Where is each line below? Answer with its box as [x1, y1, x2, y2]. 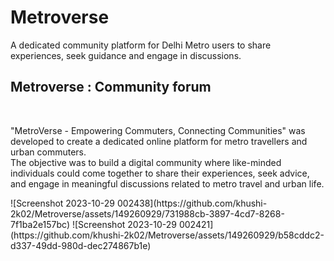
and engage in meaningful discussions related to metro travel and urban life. [10, 177, 325, 190]
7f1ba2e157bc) [10, 218, 71, 230]
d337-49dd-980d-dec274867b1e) [10, 239, 152, 251]
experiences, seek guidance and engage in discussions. [10, 49, 242, 61]
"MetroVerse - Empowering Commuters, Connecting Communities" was [10, 124, 306, 136]
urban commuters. [10, 146, 87, 158]
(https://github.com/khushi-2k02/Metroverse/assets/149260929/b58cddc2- [10, 229, 325, 241]
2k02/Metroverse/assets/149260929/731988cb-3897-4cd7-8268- [10, 207, 285, 220]
